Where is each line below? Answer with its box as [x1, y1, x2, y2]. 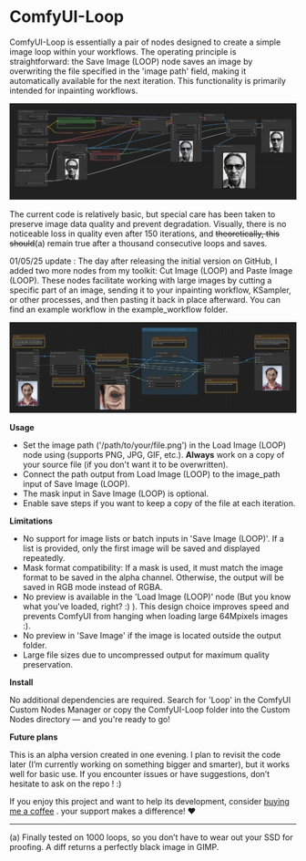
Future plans [9, 731, 58, 742]
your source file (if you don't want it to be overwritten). [22, 459, 229, 470]
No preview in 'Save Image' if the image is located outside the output [22, 629, 281, 640]
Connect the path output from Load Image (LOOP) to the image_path [22, 468, 280, 480]
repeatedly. [22, 552, 66, 563]
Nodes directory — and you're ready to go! [9, 713, 170, 724]
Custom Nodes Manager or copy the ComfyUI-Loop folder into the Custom [9, 704, 291, 715]
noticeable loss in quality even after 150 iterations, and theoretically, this [9, 228, 280, 239]
